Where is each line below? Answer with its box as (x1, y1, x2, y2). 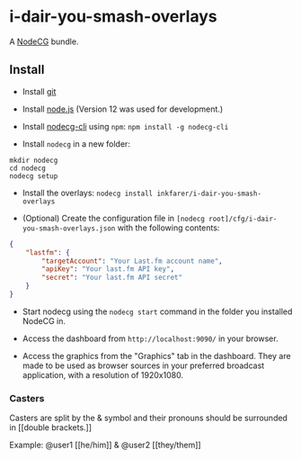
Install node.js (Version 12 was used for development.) (22, 103, 224, 114)
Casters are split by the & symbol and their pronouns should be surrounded (9, 412, 288, 424)
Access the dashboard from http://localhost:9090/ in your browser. (22, 333, 279, 344)
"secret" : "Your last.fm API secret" (41, 273, 182, 283)
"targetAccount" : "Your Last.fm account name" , (41, 256, 223, 265)
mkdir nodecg (9, 156, 58, 165)
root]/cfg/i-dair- (208, 214, 278, 223)
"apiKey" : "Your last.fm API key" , (41, 265, 175, 274)
